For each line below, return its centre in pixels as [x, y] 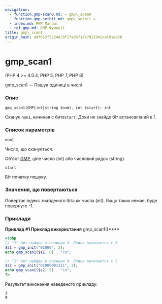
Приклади [18, 219]
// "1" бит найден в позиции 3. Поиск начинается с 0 [62, 243]
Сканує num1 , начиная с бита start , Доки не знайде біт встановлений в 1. [81, 117]
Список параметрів [30, 130]
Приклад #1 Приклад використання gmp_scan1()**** [62, 229]
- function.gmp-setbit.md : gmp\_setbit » [53, 19]
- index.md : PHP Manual [34, 23]
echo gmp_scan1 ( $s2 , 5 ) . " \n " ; [38, 270]
